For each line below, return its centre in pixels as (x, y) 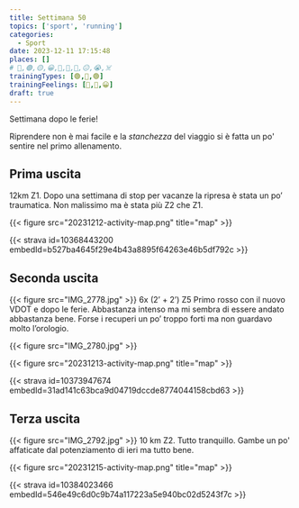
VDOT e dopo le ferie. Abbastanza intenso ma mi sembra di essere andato (147, 309)
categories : (32, 34)
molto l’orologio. (39, 329)
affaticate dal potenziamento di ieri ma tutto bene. (102, 449)
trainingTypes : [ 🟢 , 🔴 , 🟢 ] (57, 77)
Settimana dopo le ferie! (54, 119)
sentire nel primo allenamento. (66, 146)
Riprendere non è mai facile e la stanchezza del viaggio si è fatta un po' (142, 136)
